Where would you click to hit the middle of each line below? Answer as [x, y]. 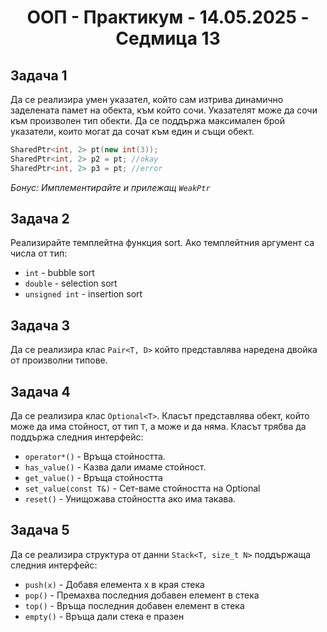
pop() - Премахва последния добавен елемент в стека [142, 595]
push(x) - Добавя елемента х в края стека [114, 584]
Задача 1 [39, 75]
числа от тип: [39, 253]
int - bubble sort [59, 273]
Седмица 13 [168, 38]
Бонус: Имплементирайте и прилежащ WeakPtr [110, 187]
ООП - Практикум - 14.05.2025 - [168, 17]
